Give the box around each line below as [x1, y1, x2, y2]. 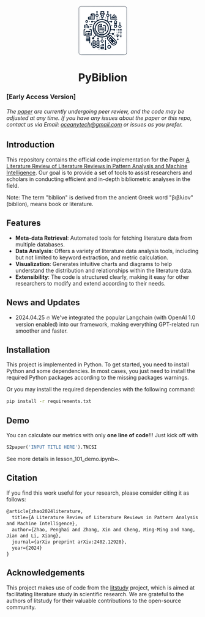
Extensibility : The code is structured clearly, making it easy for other [15, 273, 190, 281]
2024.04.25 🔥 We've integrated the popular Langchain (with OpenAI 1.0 [15, 314, 196, 321]
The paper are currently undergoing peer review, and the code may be [6, 108, 185, 115]
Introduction [6, 139, 55, 150]
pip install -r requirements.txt [6, 398, 92, 405]
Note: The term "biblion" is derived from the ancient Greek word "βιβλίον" [6, 193, 194, 201]
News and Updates [6, 297, 81, 308]
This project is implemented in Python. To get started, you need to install [6, 361, 190, 368]
